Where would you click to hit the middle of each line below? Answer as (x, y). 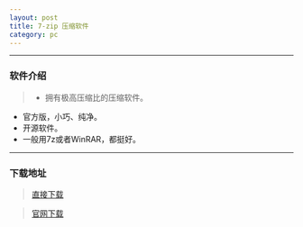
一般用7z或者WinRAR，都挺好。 (82, 139)
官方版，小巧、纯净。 (62, 116)
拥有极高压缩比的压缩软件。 (96, 97)
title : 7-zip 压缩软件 (49, 26)
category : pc (34, 34)
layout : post (34, 18)
